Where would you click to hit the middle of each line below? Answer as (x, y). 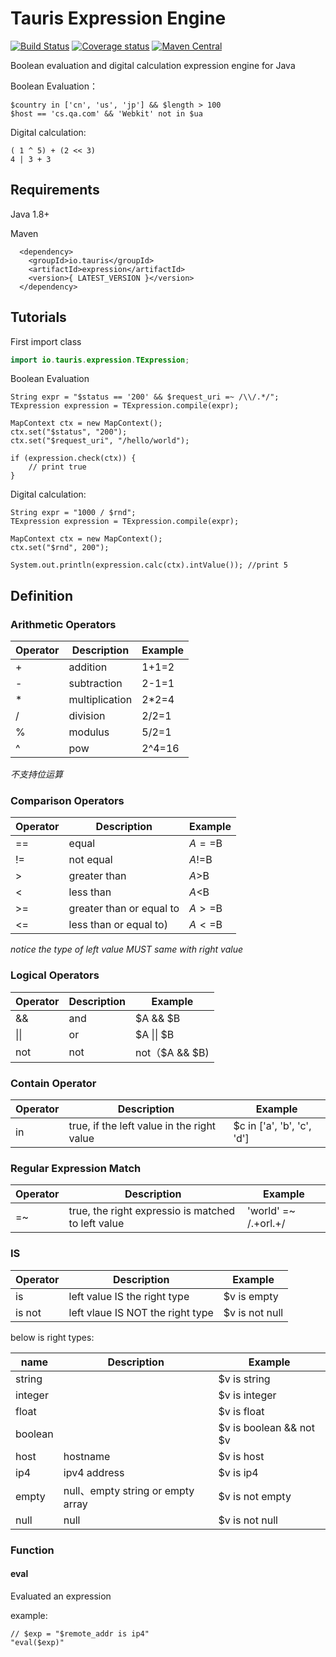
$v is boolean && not (266, 1427)
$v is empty (251, 1296)
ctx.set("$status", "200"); (69, 432)
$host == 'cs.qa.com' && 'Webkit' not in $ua (106, 113)
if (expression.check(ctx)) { (73, 458)
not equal (90, 860)
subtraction (95, 684)
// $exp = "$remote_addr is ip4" (80, 1633)
